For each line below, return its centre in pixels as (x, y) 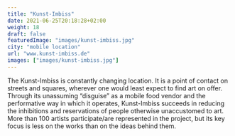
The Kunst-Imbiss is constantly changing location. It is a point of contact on (118, 80)
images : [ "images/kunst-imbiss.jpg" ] (63, 61)
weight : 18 (23, 27)
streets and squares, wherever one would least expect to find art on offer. (115, 88)
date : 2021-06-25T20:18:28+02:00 (57, 21)
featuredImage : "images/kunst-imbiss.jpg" (71, 41)
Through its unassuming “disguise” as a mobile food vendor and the (106, 95)
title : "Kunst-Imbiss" (41, 14)
